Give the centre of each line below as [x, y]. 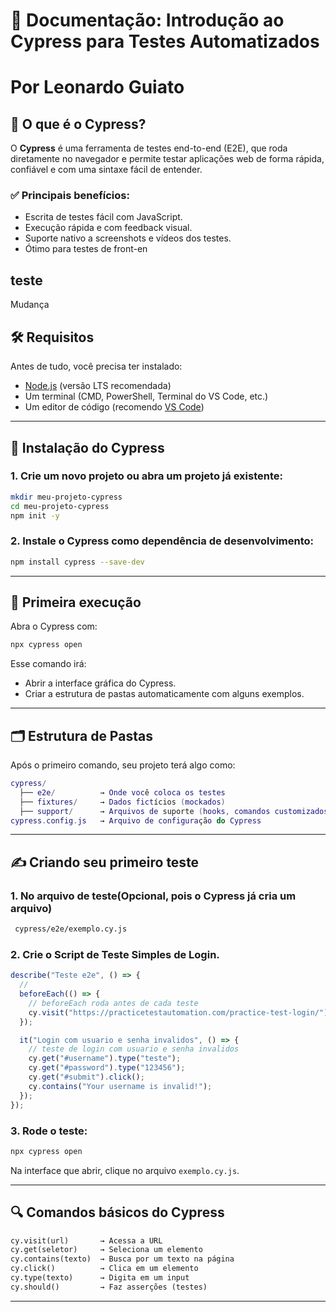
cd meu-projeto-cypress [60, 506]
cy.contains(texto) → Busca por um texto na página [122, 1259]
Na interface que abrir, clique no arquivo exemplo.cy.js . [125, 1170]
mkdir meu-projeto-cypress [66, 497]
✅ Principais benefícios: [70, 196]
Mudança [30, 305]
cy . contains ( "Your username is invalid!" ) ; [120, 1086]
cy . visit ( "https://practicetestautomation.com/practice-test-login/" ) [178, 1012]
